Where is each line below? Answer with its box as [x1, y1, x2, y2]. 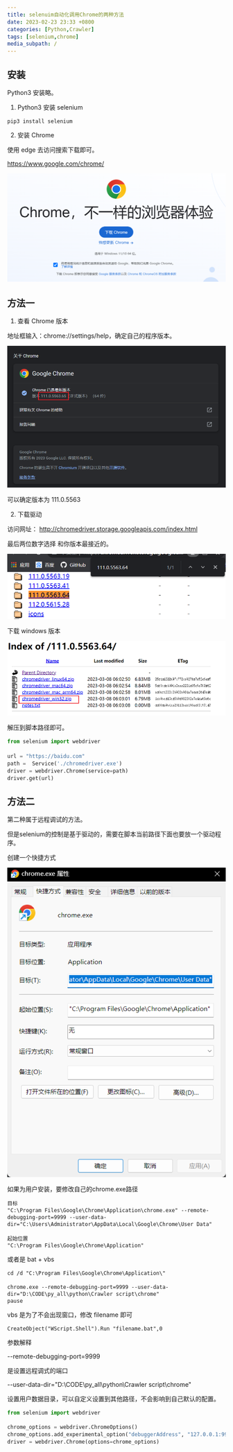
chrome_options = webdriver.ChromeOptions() [7, 1424, 138, 1431]
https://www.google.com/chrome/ [7, 159, 105, 168]
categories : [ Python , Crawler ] [7, 26, 95, 33]
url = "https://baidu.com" [7, 752, 85, 759]
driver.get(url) [7, 775, 54, 781]
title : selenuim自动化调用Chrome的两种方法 [7, 11, 125, 18]
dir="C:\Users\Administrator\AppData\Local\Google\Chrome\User [7, 1220, 194, 1227]
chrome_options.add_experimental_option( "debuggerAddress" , [7, 1431, 185, 1438]
